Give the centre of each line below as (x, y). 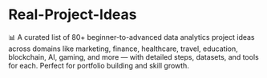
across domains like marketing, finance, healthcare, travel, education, (123, 49)
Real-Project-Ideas (73, 15)
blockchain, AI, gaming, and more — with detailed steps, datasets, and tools (133, 57)
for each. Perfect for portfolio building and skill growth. (99, 65)
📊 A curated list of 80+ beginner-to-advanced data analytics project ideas (131, 37)
